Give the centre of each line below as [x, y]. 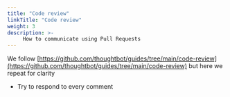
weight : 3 [21, 26]
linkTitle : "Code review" [44, 20]
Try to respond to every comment [65, 87]
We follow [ [23, 58]
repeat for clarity [31, 74]
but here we [206, 66]
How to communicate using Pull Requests [81, 39]
